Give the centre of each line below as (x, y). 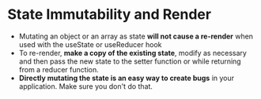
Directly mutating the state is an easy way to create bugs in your (127, 78)
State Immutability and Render (109, 15)
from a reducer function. (59, 69)
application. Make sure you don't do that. (86, 86)
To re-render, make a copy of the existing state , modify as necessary (132, 53)
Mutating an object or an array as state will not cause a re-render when (136, 36)
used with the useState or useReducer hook (90, 44)
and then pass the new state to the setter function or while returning (130, 61)
